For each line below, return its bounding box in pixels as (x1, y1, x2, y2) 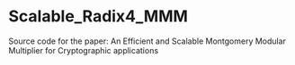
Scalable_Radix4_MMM (8, 6, 188, 27)
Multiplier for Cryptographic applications (8, 45, 159, 55)
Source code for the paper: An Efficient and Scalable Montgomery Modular (8, 36, 287, 46)
